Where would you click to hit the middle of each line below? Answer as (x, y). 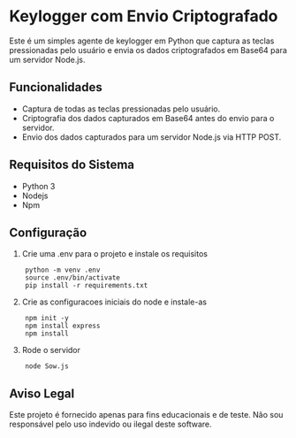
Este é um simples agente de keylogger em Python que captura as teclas (142, 41)
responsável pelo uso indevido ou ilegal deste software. (110, 424)
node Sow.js (47, 366)
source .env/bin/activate (73, 278)
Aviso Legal (42, 393)
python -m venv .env (63, 270)
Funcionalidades (56, 87)
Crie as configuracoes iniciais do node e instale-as (114, 302)
